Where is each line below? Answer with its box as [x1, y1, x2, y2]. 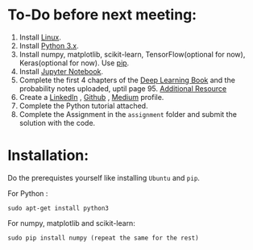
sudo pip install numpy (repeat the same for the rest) [7, 234, 199, 242]
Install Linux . [19, 32, 61, 42]
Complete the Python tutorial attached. [19, 101, 148, 110]
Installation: [7, 147, 89, 165]
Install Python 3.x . [19, 40, 79, 50]
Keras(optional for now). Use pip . [19, 58, 130, 68]
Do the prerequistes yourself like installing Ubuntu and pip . [7, 173, 201, 182]
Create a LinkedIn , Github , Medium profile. [19, 92, 164, 102]
